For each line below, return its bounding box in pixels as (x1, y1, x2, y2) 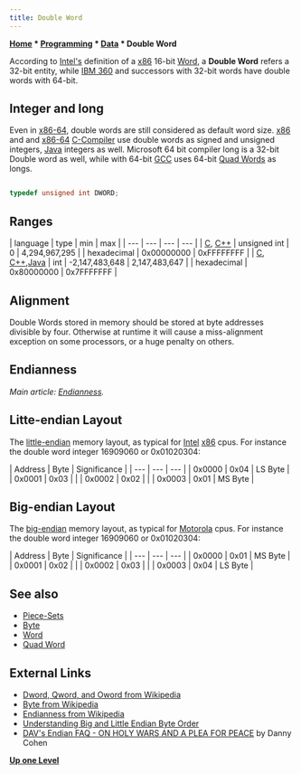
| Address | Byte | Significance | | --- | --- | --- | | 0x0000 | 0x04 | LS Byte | (9, 463, 290, 475)
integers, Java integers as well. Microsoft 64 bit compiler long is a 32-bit (9, 144, 280, 155)
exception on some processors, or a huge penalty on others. (9, 335, 235, 346)
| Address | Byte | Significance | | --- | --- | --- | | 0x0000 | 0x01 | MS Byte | (9, 551, 291, 562)
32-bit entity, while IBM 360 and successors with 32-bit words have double (9, 65, 291, 76)
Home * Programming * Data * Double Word (9, 38, 177, 49)
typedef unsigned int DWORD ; (9, 189, 119, 198)
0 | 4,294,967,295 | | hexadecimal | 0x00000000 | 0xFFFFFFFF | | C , (9, 248, 265, 259)
